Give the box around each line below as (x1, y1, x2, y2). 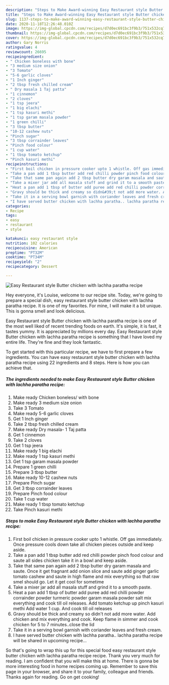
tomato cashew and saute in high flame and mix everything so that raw (13, 573, 159, 579)
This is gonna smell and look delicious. (6, 308, 86, 314)
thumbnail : (6, 31, 29, 36)
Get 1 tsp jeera (13, 442, 43, 448)
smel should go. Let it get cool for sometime (13, 578, 104, 584)
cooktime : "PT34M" (6, 255, 44, 260)
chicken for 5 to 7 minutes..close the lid (13, 621, 95, 627)
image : (6, 26, 20, 31)
